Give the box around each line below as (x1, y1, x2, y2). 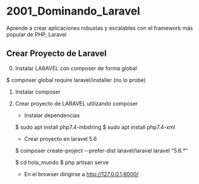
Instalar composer (15, 88, 61, 95)
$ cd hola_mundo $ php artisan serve (15, 158, 109, 166)
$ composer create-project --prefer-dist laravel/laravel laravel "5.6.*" (15, 147, 188, 154)
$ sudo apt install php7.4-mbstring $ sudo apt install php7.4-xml (15, 123, 175, 131)
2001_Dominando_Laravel (6, 4, 141, 18)
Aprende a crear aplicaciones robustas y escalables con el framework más (6, 24, 193, 32)
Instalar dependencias (24, 111, 80, 119)
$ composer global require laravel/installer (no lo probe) (6, 76, 146, 83)
